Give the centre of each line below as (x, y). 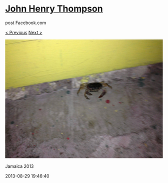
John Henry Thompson (54, 9)
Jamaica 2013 (19, 166)
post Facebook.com (26, 23)
